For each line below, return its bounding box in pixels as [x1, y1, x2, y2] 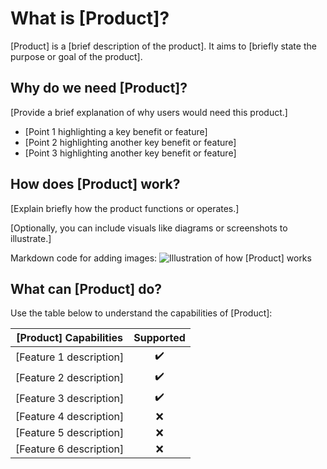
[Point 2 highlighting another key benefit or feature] [24, 136, 237, 148]
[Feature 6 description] [15, 442, 125, 456]
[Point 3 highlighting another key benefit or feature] [24, 147, 237, 159]
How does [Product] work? [10, 176, 181, 193]
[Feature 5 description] [15, 426, 125, 440]
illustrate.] [10, 232, 52, 244]
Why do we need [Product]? [10, 80, 188, 97]
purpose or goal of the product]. [10, 50, 143, 62]
